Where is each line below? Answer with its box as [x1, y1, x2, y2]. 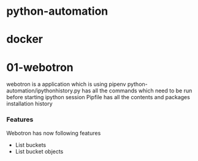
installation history [6, 100, 53, 108]
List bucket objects [15, 148, 64, 155]
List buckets [15, 141, 47, 148]
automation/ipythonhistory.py [6, 87, 81, 94]
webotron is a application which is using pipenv [6, 81, 126, 88]
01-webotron [6, 60, 74, 74]
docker [6, 32, 43, 47]
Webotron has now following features [6, 129, 101, 137]
